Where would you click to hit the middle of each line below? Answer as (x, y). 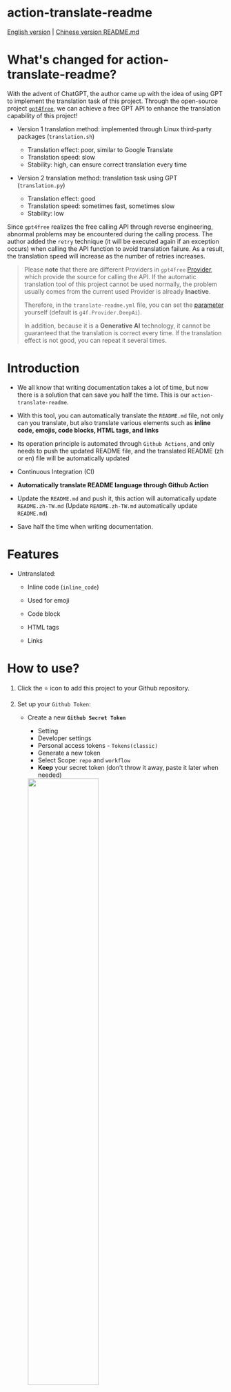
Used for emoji (49, 600)
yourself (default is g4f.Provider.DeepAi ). (83, 312)
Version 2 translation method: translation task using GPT (97, 178)
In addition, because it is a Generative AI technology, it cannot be (117, 326)
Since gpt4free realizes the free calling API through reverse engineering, (110, 227)
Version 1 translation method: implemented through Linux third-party (114, 129)
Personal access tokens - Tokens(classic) (98, 745)
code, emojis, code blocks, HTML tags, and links (88, 430)
